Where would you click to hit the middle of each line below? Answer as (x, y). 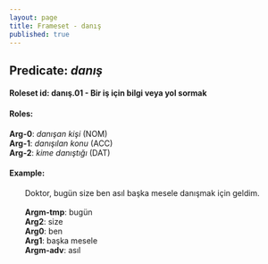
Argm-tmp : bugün (59, 212)
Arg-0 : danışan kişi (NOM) (59, 133)
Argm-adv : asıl (53, 250)
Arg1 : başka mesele (62, 240)
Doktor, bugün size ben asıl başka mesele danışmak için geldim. (143, 192)
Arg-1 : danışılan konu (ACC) (61, 143)
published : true (39, 34)
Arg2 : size (44, 221)
